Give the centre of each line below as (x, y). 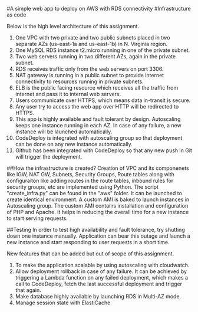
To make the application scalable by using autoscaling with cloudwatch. (102, 265)
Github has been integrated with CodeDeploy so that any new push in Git (103, 150)
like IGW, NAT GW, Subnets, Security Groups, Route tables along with (90, 174)
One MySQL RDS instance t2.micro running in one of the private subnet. (103, 50)
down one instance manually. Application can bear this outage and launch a (98, 236)
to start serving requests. (37, 218)
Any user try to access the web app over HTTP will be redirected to (97, 106)
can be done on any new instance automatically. (74, 144)
